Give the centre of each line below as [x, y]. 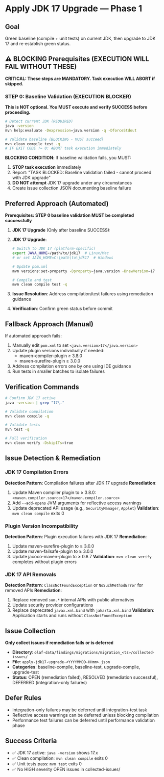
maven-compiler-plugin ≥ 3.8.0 [51, 356]
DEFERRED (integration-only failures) [49, 683]
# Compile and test [32, 280]
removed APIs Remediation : [34, 590]
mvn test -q [17, 430]
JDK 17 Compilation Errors [37, 472]
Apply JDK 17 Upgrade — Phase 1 [74, 9]
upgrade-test [25, 672]
